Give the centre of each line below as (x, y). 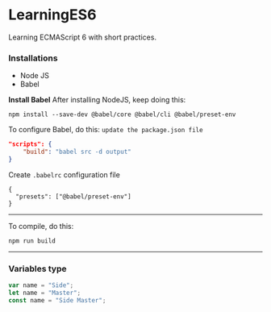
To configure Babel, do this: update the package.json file (106, 130)
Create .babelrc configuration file (65, 174)
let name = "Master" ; (45, 293)
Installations (33, 58)
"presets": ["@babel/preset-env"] (73, 196)
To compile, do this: (41, 226)
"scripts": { (30, 144)
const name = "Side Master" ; (57, 300)
